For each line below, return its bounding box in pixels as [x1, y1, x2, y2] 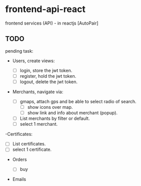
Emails [12, 176, 26, 182]
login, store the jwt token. [19, 67, 72, 73]
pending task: [5, 48, 33, 54]
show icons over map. [27, 104, 73, 110]
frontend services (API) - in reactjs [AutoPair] [5, 20, 98, 26]
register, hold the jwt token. [19, 73, 76, 79]
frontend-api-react [5, 4, 86, 15]
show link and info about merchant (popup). [27, 110, 118, 116]
